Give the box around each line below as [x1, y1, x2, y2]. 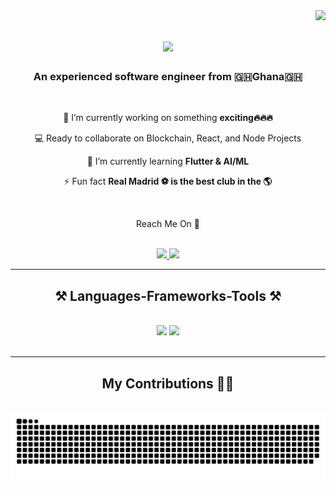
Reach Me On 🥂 [135, 218, 201, 230]
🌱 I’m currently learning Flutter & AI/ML [86, 155, 250, 168]
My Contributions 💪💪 [101, 375, 235, 392]
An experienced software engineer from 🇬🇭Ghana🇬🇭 [33, 70, 303, 84]
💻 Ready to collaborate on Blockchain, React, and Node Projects [34, 132, 302, 144]
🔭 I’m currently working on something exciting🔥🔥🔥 [63, 112, 273, 124]
